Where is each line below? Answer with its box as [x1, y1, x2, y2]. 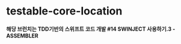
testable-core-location [6, 4, 123, 18]
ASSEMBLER [6, 32, 38, 39]
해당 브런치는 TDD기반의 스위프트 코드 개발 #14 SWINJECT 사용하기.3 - [6, 25, 176, 33]
